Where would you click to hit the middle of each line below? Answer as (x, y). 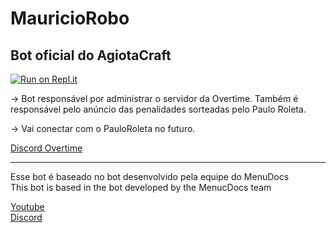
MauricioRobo (70, 18)
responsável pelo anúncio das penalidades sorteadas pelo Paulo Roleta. (158, 109)
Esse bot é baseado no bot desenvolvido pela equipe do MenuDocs (150, 176)
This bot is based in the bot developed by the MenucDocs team (141, 187)
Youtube (27, 206)
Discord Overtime (46, 148)
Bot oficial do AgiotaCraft (91, 55)
